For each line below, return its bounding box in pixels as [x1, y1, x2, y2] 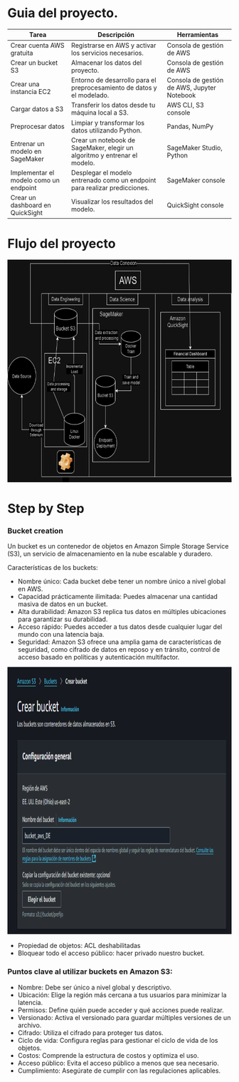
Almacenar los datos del [70, 58, 142, 67]
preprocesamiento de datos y [70, 83, 158, 92]
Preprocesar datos [10, 123, 65, 131]
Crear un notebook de [70, 135, 136, 144]
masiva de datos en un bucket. [17, 600, 108, 608]
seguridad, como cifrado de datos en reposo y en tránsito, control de [17, 645, 221, 654]
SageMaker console [166, 176, 225, 184]
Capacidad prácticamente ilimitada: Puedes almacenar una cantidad [17, 593, 218, 601]
